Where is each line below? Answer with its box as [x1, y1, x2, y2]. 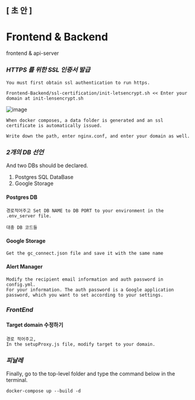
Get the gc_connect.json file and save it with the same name [6, 250, 163, 257]
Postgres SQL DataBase [14, 173, 74, 180]
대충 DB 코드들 [6, 224, 37, 231]
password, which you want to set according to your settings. [6, 292, 163, 298]
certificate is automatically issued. [6, 122, 102, 128]
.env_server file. [6, 213, 52, 219]
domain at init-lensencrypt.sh [6, 95, 84, 101]
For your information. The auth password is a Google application [6, 287, 174, 293]
